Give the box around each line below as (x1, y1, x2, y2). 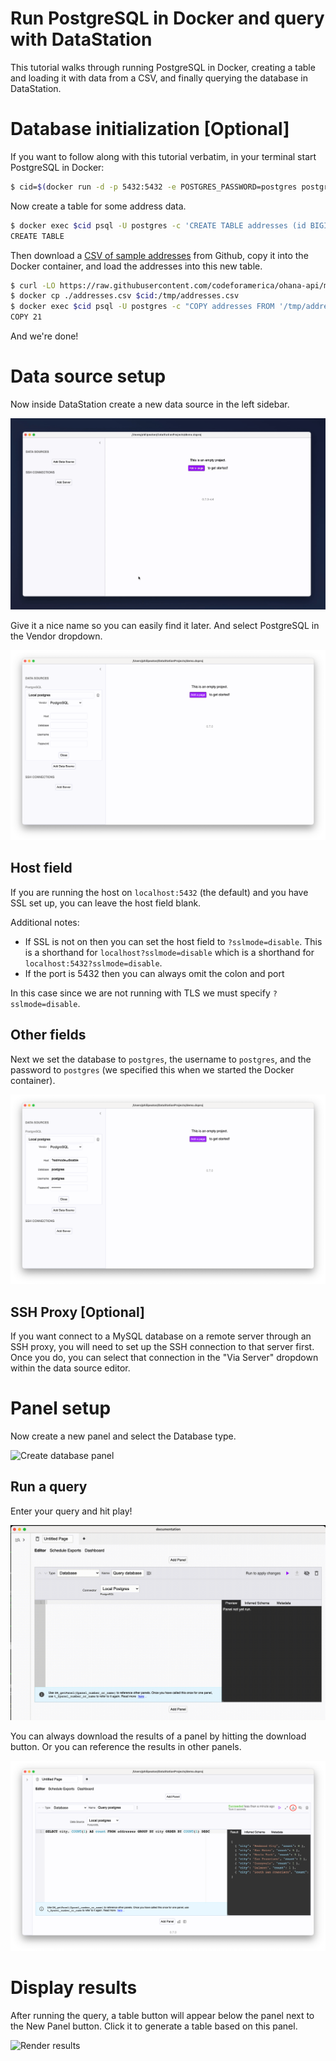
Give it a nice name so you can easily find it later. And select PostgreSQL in (10, 620, 320, 632)
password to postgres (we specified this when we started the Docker (10, 1063, 295, 1076)
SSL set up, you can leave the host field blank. (10, 897, 202, 909)
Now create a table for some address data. (10, 200, 187, 212)
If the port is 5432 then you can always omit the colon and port (24, 967, 285, 979)
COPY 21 (10, 312, 43, 322)
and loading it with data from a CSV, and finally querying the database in (10, 72, 308, 84)
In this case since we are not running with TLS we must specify (10, 987, 271, 999)
